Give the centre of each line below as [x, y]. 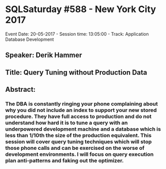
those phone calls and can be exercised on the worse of [75, 148]
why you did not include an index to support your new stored [81, 110]
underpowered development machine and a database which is [83, 129]
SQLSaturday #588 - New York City [81, 9]
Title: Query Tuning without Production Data [76, 72]
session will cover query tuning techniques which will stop [78, 142]
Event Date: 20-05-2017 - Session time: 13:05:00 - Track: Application [77, 34]
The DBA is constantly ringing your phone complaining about [81, 104]
